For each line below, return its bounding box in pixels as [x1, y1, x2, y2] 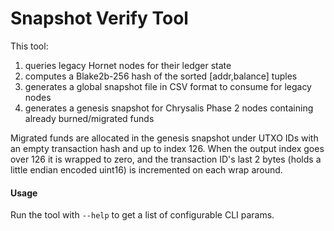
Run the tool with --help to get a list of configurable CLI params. [10, 209, 275, 221]
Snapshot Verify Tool [10, 7, 189, 30]
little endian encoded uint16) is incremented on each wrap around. [10, 163, 283, 176]
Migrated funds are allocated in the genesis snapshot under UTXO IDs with [10, 132, 319, 144]
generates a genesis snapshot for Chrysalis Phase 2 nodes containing [24, 102, 314, 114]
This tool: [10, 40, 49, 52]
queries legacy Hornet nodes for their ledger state [24, 59, 232, 71]
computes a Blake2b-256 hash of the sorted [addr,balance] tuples [24, 70, 298, 82]
